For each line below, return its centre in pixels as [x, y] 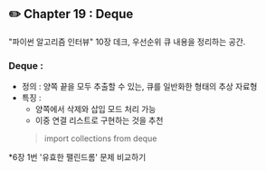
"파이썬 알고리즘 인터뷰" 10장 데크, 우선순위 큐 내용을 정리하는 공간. [127, 42]
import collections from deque [100, 138]
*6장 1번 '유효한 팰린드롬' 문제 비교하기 [77, 157]
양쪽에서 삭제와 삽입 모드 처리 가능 [95, 109]
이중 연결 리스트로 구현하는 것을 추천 [99, 120]
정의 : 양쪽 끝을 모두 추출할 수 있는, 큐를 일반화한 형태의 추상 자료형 [139, 87]
